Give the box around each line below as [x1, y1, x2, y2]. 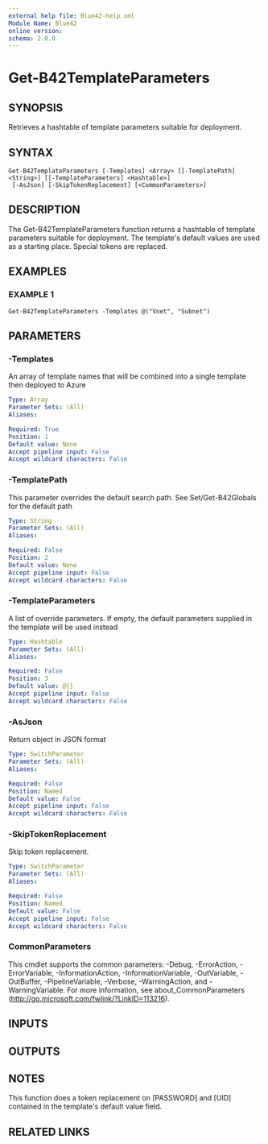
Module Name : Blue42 [8, 19, 78, 27]
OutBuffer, [8, 976, 43, 986]
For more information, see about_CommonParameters [67, 984, 245, 995]
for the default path [8, 501, 72, 511]
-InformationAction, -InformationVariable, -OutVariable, [56, 968, 239, 977]
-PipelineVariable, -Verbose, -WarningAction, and [43, 976, 208, 986]
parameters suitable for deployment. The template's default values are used [8, 233, 260, 242]
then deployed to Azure [8, 380, 86, 390]
